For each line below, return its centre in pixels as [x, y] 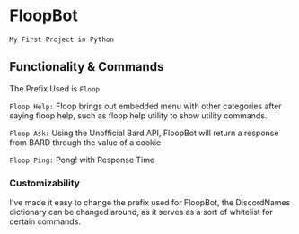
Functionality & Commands [87, 67]
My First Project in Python [62, 39]
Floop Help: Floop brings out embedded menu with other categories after [145, 106]
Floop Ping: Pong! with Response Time [82, 160]
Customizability [45, 183]
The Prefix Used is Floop [55, 88]
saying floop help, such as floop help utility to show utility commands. [138, 115]
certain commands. [45, 221]
